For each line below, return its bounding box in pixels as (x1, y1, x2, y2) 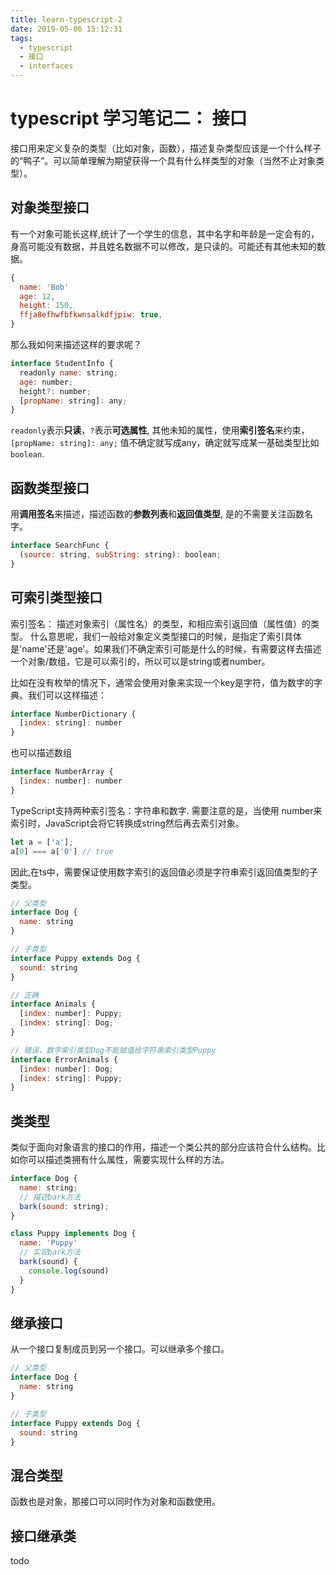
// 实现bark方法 (19, 1247, 82, 1258)
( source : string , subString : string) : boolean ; (19, 549, 222, 560)
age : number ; (19, 377, 74, 387)
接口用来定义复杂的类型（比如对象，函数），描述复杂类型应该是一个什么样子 (10, 142, 322, 154)
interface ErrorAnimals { (10, 1054, 118, 1065)
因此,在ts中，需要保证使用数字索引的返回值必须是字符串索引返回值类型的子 (10, 866, 318, 878)
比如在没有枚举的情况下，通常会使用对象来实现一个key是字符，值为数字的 (10, 676, 315, 688)
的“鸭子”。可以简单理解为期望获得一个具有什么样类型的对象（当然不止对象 (10, 154, 317, 166)
